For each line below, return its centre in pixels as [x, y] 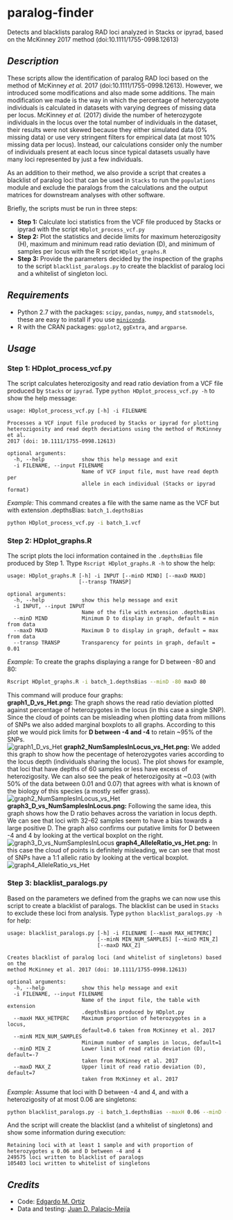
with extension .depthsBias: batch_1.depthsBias [75, 510]
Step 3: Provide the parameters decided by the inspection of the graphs [120, 258]
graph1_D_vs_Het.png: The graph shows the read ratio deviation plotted [110, 702]
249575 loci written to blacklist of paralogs [76, 1157]
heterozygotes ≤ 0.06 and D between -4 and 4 [74, 1151]
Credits [24, 1185]
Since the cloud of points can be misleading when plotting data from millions [116, 718]
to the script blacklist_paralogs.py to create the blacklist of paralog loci [121, 266]
